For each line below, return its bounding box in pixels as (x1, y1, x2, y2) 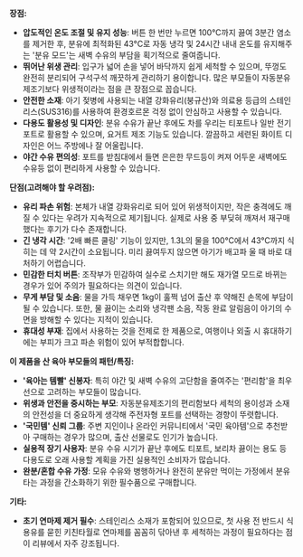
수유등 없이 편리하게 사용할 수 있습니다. (22, 163, 161, 174)
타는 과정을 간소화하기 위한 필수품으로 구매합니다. (22, 477, 197, 487)
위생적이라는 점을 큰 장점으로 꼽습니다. (62, 84, 197, 94)
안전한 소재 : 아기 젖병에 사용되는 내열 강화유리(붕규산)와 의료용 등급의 (22, 95, 268, 106)
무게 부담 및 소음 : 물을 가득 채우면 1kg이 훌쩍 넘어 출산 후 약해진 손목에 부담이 (22, 292, 294, 302)
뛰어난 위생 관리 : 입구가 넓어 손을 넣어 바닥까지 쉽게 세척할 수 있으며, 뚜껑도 (22, 61, 288, 71)
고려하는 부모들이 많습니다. (46, 387, 142, 397)
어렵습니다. (46, 258, 86, 269)
